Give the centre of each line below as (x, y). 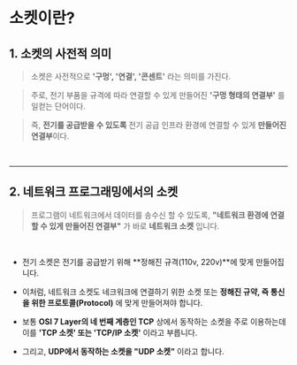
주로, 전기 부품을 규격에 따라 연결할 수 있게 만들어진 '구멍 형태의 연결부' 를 (158, 95)
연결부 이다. (50, 136)
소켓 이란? (42, 18)
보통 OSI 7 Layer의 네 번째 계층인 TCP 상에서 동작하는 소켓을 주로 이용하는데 (154, 321)
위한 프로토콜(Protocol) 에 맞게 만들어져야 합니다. (117, 302)
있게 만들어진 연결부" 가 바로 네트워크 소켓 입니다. (134, 225)
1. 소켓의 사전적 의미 (61, 53)
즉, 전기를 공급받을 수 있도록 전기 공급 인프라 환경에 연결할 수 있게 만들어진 (159, 125)
